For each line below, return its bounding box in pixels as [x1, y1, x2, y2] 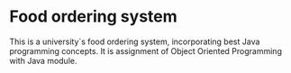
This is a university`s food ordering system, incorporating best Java [9, 36, 260, 47]
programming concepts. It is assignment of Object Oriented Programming [9, 45, 282, 56]
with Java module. [9, 55, 77, 66]
